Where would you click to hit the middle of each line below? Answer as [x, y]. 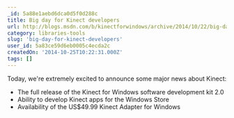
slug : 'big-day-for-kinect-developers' [65, 40]
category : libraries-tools [46, 33]
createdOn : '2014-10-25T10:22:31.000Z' [65, 53]
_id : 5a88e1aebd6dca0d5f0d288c [53, 14]
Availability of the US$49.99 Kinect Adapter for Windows [99, 107]
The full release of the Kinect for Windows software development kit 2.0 [120, 92]
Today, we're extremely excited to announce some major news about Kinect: [117, 78]
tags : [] [20, 59]
